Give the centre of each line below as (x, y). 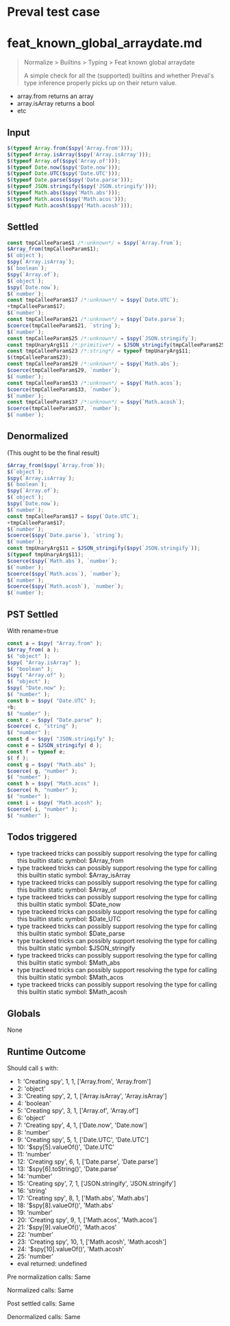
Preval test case (54, 12)
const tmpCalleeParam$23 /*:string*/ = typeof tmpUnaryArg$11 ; (99, 351)
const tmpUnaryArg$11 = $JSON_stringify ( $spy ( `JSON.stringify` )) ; (104, 548)
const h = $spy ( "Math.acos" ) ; (53, 784)
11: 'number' (34, 1154)
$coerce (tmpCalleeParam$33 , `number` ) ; (64, 389)
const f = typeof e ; (37, 752)
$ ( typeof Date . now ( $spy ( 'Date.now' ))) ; (64, 167)
